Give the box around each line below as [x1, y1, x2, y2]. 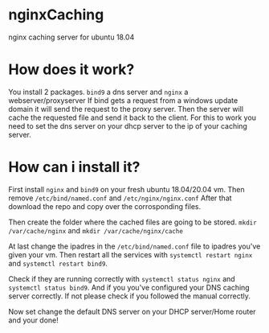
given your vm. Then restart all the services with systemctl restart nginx [8, 249, 253, 259]
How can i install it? [8, 158, 141, 176]
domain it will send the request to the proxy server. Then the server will [8, 104, 243, 113]
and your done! [8, 315, 59, 325]
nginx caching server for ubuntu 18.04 [8, 32, 135, 42]
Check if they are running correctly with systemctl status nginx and [8, 273, 235, 283]
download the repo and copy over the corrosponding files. [8, 201, 202, 211]
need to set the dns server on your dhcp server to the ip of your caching [8, 121, 247, 130]
